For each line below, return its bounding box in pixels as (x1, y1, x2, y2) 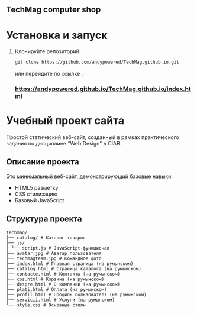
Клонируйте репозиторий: (14, 48, 81, 55)
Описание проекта (6, 157, 79, 167)
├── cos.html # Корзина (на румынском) (6, 276, 105, 282)
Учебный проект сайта (6, 114, 125, 128)
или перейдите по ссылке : (14, 70, 83, 77)
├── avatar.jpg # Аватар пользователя (6, 250, 102, 256)
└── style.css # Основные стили (6, 302, 86, 308)
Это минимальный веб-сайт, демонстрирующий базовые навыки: (6, 173, 173, 180)
